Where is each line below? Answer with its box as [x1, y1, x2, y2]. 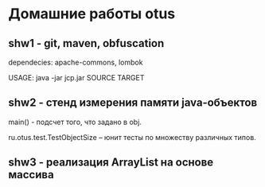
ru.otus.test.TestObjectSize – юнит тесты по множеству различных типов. [8, 132, 256, 142]
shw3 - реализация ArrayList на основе [8, 156, 214, 169]
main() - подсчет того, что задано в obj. [8, 117, 142, 127]
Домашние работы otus [8, 5, 176, 23]
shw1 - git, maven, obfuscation [8, 37, 165, 50]
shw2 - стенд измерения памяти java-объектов [8, 96, 258, 110]
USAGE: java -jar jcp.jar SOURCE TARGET [8, 73, 145, 82]
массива [8, 168, 54, 181]
